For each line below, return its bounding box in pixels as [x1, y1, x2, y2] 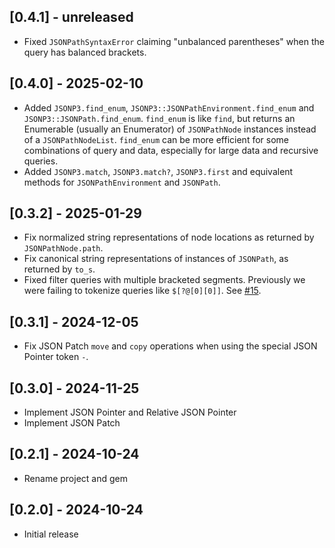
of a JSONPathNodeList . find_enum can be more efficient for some [23, 133, 289, 145]
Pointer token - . [23, 351, 89, 363]
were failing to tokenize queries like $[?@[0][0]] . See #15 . [23, 285, 262, 297]
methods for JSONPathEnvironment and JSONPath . [23, 176, 221, 188]
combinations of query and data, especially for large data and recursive [23, 144, 319, 156]
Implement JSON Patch [23, 417, 121, 429]
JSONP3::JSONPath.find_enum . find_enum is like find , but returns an [23, 112, 296, 124]
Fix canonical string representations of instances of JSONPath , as [23, 253, 289, 265]
